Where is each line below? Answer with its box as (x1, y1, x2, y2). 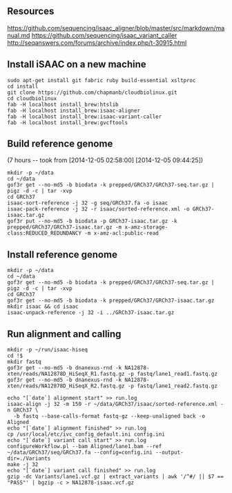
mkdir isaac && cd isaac (7, 303, 79, 310)
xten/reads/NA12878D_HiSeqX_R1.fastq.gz (7, 371, 126, 378)
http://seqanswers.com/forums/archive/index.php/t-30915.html (7, 38, 187, 47)
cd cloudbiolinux (7, 95, 57, 102)
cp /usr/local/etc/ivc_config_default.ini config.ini (7, 431, 166, 438)
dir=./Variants (7, 455, 51, 462)
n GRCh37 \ (7, 407, 39, 414)
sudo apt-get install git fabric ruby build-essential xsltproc (7, 77, 196, 84)
